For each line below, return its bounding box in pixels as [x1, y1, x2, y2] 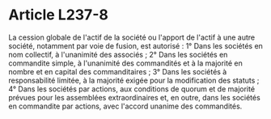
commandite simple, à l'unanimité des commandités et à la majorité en [8, 58, 243, 68]
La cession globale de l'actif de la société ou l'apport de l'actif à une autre [8, 32, 256, 42]
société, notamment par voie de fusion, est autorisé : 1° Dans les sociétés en [8, 40, 263, 50]
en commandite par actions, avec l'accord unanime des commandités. [8, 101, 243, 111]
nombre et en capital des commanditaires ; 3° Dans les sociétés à [8, 66, 227, 76]
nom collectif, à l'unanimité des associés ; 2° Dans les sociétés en [8, 49, 228, 59]
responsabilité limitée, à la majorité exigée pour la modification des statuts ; [8, 75, 260, 85]
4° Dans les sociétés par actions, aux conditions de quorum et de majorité [8, 83, 256, 94]
